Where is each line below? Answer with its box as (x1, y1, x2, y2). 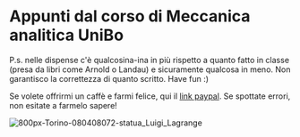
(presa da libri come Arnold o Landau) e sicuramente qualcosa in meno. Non (9, 64, 291, 75)
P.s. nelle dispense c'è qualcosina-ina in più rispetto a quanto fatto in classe (9, 54, 289, 65)
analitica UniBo (9, 25, 124, 45)
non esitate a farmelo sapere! (9, 100, 118, 110)
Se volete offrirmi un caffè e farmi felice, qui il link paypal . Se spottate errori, (9, 91, 291, 101)
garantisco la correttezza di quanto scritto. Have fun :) (9, 73, 209, 84)
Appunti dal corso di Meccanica (9, 6, 251, 27)
